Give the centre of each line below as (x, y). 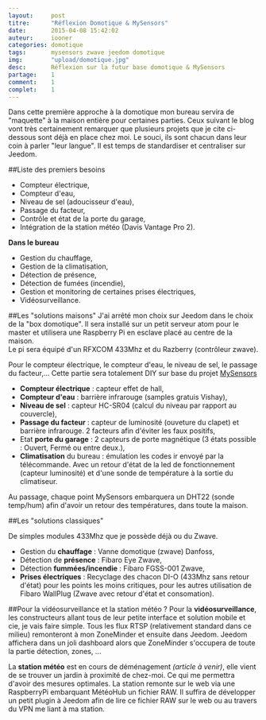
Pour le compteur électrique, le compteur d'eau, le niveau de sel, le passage (133, 365)
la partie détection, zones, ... (55, 652)
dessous (22, 137)
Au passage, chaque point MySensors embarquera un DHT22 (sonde (121, 497)
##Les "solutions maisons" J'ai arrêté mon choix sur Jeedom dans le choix (131, 315)
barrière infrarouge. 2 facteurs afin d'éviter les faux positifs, (118, 431)
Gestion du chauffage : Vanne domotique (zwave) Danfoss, (117, 552)
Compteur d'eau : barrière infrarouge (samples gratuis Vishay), (123, 397)
